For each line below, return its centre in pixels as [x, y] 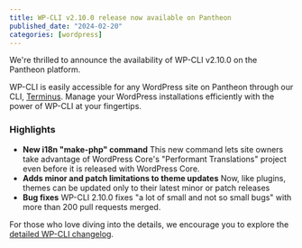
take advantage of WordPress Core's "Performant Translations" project [154, 159]
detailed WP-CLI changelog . [62, 234]
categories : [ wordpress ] [56, 34]
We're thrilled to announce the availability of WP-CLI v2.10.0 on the [133, 60]
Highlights [32, 130]
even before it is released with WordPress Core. [111, 169]
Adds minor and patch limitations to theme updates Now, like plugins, [154, 178]
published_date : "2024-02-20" [66, 26]
